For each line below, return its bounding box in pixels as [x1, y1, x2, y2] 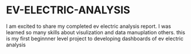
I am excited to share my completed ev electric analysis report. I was [6, 23, 171, 30]
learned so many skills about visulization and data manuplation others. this [6, 28, 186, 35]
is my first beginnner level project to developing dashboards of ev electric [6, 35, 184, 42]
